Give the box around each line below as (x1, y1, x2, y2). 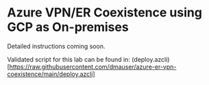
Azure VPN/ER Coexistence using (7, 5, 202, 21)
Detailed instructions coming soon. (7, 42, 106, 50)
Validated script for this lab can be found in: (7, 55, 130, 63)
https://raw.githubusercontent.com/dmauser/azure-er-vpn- (9, 62, 177, 71)
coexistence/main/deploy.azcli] (7, 70, 95, 78)
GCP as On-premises (7, 19, 129, 35)
